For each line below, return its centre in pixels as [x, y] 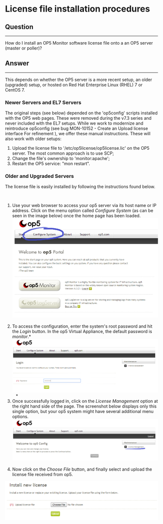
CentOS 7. [15, 90]
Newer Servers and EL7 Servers [43, 102]
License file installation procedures [78, 9]
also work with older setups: [33, 139]
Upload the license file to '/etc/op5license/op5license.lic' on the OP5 [81, 148]
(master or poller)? [24, 48]
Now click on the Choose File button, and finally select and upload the [82, 469]
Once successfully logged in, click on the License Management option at [85, 401]
